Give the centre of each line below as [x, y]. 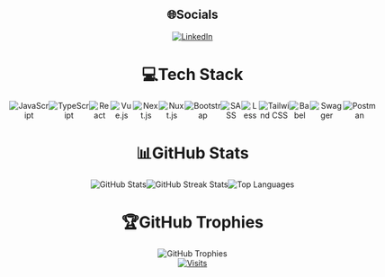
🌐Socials [192, 15]
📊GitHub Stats [192, 153]
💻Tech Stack [192, 75]
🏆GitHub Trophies [192, 222]
